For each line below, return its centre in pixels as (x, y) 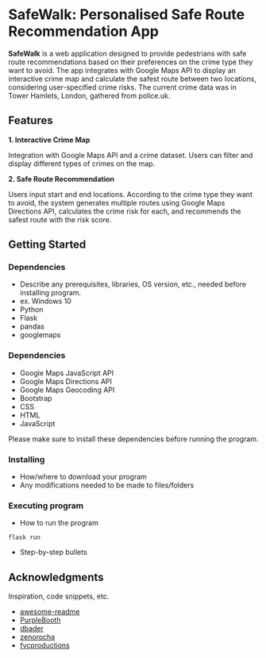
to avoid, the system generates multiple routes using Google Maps (117, 202)
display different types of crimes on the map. (82, 164)
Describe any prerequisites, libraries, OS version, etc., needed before (133, 284)
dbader (31, 629)
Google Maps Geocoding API (67, 390)
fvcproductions (44, 645)
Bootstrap (36, 398)
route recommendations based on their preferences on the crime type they (131, 62)
